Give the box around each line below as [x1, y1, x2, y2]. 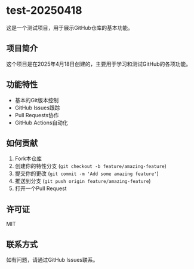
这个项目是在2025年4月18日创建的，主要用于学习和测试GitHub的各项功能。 [6, 60, 192, 68]
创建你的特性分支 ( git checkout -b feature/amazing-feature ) [14, 163, 167, 170]
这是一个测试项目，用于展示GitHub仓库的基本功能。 [6, 24, 133, 31]
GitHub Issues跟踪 [14, 104, 60, 111]
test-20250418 [6, 4, 82, 17]
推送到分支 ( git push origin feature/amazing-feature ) [14, 178, 151, 185]
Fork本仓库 [14, 155, 42, 162]
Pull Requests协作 [14, 111, 59, 118]
